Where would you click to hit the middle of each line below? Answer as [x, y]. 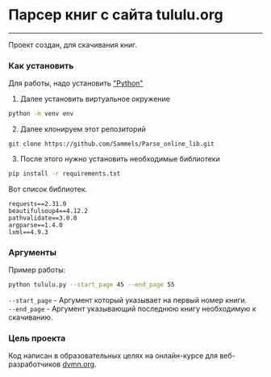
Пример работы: [37, 270]
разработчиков [35, 364]
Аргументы [32, 252]
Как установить [41, 65]
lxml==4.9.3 [28, 232]
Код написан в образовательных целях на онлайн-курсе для [113, 356]
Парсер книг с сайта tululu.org [116, 15]
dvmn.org [79, 364]
